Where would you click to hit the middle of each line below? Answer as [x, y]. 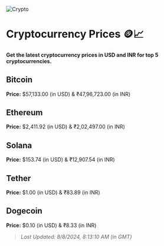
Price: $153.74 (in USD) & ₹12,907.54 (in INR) [60, 160]
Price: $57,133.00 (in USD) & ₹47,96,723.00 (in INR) [68, 94]
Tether [19, 178]
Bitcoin [19, 80]
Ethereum [24, 112]
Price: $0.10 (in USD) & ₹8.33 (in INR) [51, 225]
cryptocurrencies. [29, 61]
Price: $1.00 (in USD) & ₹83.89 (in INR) [53, 193]
